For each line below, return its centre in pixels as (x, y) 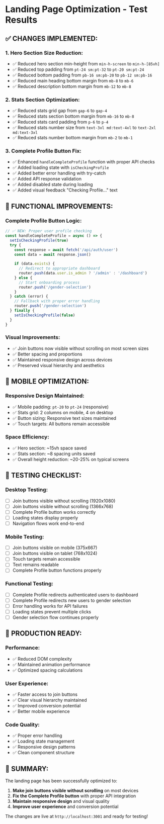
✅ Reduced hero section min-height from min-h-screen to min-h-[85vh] (86, 63)
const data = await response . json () (53, 254)
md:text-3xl (25, 133)
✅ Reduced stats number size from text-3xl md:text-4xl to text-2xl (84, 128)
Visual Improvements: (33, 337)
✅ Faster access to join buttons (45, 694)
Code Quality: (22, 724)
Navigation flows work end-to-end (48, 523)
